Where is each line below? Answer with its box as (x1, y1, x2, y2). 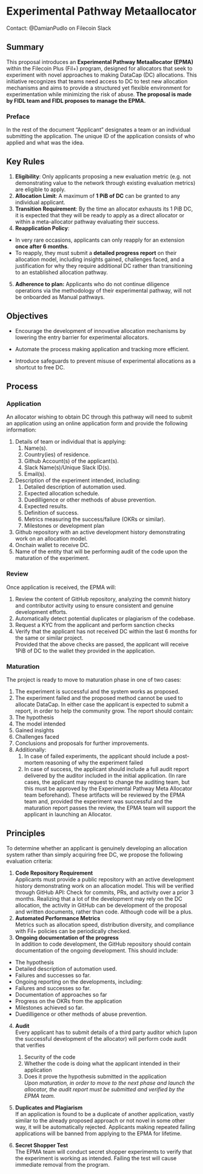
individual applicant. (15, 198, 65, 206)
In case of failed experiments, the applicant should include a (24, 752, 175, 760)
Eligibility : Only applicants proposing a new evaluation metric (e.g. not (15, 172, 191, 180)
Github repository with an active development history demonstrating (15, 528, 186, 536)
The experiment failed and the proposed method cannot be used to (15, 694, 183, 701)
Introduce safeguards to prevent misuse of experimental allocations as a (15, 357, 196, 365)
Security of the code (24, 1053, 76, 1060)
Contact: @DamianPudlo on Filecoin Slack (6, 24, 111, 32)
